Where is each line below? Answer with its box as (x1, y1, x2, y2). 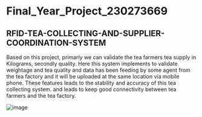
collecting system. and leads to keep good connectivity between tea (6, 86, 177, 93)
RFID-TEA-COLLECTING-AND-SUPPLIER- (6, 28, 165, 39)
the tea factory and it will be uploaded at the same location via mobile (6, 73, 180, 80)
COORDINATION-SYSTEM (6, 37, 106, 48)
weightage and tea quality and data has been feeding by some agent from (6, 66, 191, 74)
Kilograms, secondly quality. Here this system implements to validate (6, 60, 178, 67)
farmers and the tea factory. (6, 92, 76, 99)
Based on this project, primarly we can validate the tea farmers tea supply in (6, 54, 197, 61)
